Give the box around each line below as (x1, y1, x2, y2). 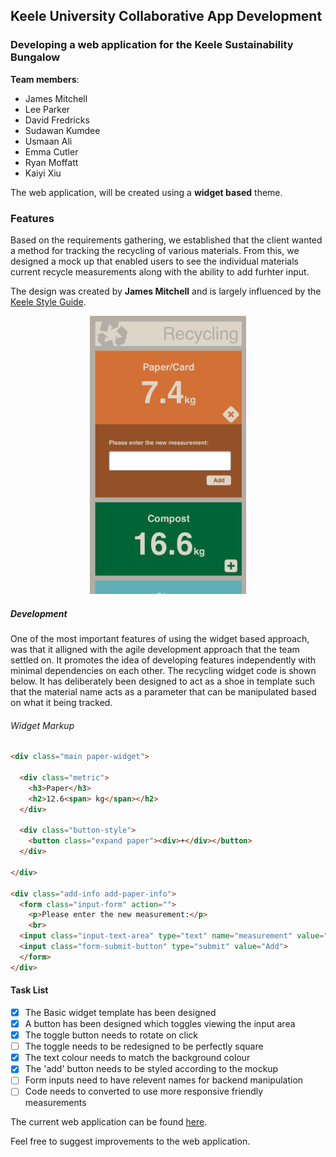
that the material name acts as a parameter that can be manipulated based (10, 686, 317, 698)
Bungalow (10, 50, 61, 64)
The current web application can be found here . (10, 1116, 208, 1128)
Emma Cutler (24, 145, 79, 158)
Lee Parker (24, 103, 71, 115)
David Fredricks (24, 114, 90, 126)
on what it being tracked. (10, 697, 113, 709)
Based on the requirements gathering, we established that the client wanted (10, 234, 323, 246)
